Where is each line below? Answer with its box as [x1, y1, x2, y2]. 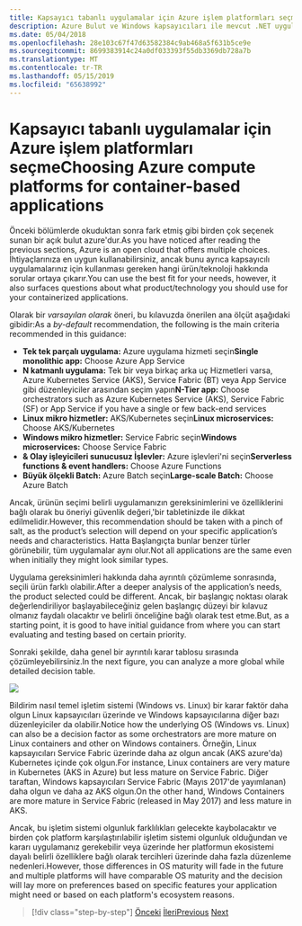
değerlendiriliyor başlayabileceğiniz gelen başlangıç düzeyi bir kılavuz [9, 600, 268, 611]
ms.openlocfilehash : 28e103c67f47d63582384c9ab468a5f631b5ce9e [9, 38, 252, 48]
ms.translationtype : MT [9, 55, 99, 64]
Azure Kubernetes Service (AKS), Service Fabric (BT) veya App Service [22, 374, 288, 385]
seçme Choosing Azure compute [9, 156, 256, 177]
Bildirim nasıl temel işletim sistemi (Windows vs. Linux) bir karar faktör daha [9, 699, 289, 710]
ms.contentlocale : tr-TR [9, 64, 102, 73]
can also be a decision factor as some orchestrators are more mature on [9, 728, 277, 739]
